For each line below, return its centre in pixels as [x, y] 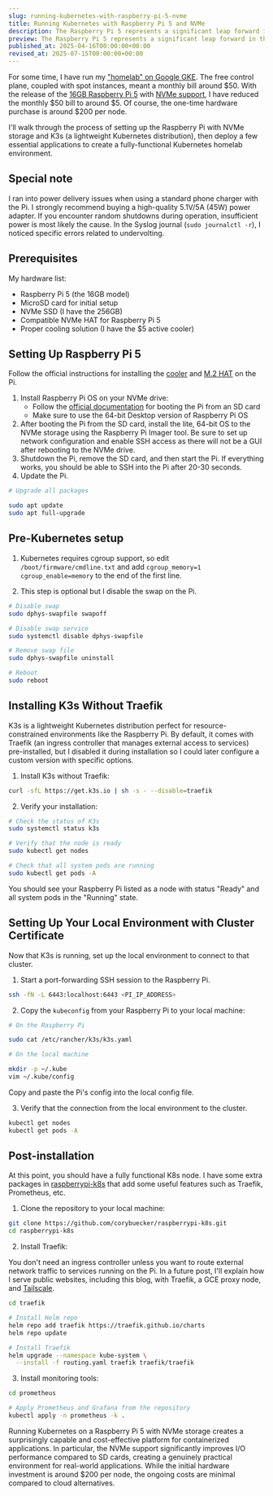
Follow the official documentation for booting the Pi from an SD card [146, 407]
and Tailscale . [32, 1288]
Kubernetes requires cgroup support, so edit [95, 558]
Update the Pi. [44, 476]
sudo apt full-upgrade [47, 514]
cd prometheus [32, 1393]
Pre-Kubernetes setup [66, 538]
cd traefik [27, 1303]
